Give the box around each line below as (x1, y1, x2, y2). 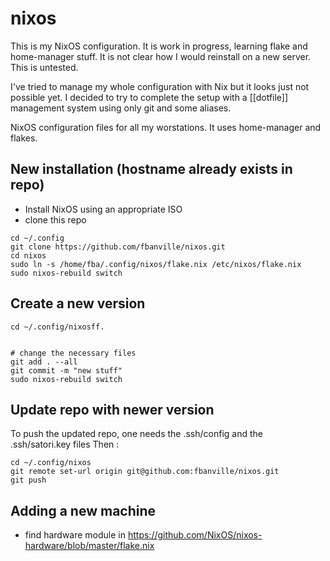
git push (10, 475, 47, 486)
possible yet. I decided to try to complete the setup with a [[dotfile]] (10, 91, 289, 103)
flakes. (10, 132, 38, 144)
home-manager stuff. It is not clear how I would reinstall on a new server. (10, 50, 312, 62)
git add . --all (10, 357, 78, 367)
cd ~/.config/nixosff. (10, 322, 105, 332)
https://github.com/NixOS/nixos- (127, 529, 263, 541)
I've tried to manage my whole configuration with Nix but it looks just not (10, 80, 310, 92)
